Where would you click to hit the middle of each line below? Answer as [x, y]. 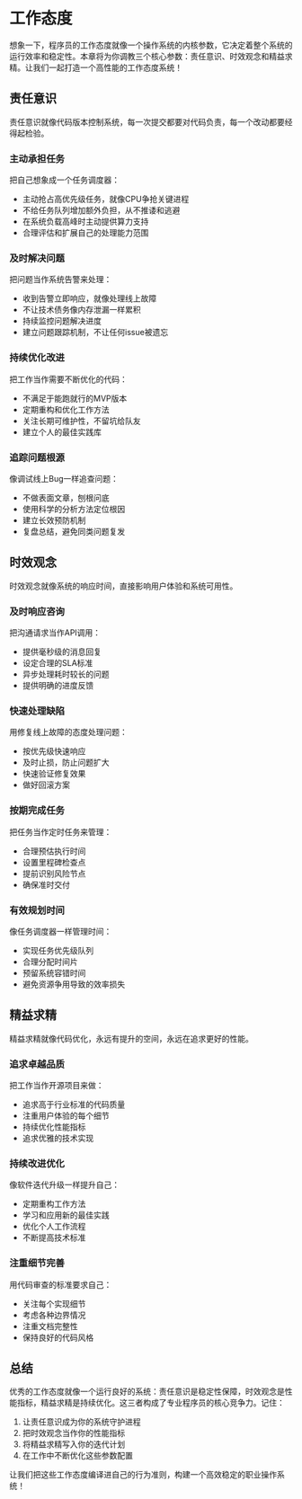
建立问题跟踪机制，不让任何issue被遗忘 [95, 333]
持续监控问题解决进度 [62, 321]
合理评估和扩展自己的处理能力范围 [85, 233]
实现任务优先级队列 [58, 950]
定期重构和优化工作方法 [66, 409]
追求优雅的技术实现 [58, 1139]
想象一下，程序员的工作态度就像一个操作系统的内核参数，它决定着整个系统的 [151, 45]
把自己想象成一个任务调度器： [64, 180]
